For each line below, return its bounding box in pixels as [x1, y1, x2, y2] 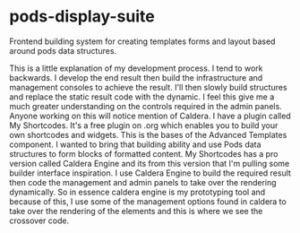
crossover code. [9, 215, 70, 226]
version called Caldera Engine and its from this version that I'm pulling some [9, 158, 290, 168]
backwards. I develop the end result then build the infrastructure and [9, 72, 263, 82]
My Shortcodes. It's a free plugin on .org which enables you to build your [9, 119, 279, 131]
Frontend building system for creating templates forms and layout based [9, 36, 276, 47]
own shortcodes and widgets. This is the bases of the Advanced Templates [9, 129, 287, 140]
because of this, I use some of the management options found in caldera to [9, 195, 287, 207]
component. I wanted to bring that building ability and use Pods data [9, 139, 261, 150]
